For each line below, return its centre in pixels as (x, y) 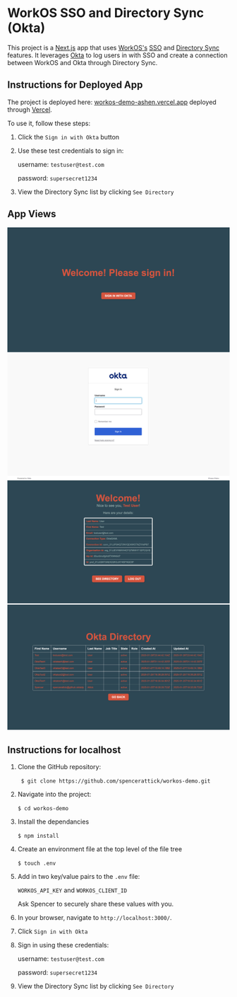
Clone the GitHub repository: (59, 766)
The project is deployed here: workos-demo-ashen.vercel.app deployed (112, 102)
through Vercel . (30, 109)
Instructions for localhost (64, 750)
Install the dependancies (53, 822)
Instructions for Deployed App (75, 85)
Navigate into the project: (54, 794)
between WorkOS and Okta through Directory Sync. (83, 62)
